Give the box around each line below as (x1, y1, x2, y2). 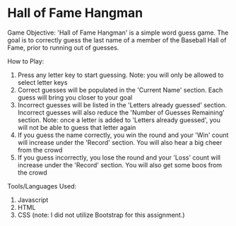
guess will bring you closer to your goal (17, 93, 133, 102)
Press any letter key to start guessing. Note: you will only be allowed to (17, 71, 224, 79)
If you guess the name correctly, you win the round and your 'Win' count (17, 131, 229, 139)
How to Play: (7, 56, 45, 65)
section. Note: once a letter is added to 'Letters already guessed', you (17, 115, 220, 124)
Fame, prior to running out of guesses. (7, 43, 119, 52)
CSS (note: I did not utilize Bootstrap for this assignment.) (17, 210, 185, 219)
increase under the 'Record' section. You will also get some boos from (17, 160, 223, 169)
